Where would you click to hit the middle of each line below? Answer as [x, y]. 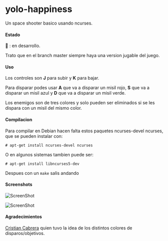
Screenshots [19, 184]
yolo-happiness [39, 9]
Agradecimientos [24, 217]
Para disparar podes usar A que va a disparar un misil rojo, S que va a [77, 88]
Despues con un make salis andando [42, 173]
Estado [13, 35]
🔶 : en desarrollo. [23, 46]
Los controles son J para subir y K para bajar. [52, 78]
